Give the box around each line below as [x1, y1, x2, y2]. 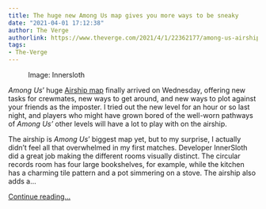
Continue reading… [8, 192, 71, 201]
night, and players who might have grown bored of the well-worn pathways [8, 111, 253, 120]
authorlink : [8, 33, 47, 42]
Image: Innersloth [28, 70, 85, 79]
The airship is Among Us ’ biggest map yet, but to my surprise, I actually [8, 135, 241, 143]
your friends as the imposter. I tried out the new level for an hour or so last [8, 102, 250, 112]
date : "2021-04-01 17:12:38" [8, 19, 104, 27]
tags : [8, 41, 26, 49]
